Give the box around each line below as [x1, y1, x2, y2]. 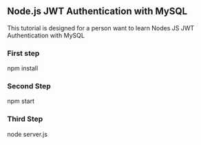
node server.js [7, 130, 48, 138]
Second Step [7, 81, 52, 91]
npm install [7, 64, 39, 72]
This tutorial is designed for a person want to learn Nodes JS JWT [7, 23, 195, 32]
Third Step [7, 114, 43, 124]
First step [7, 48, 40, 58]
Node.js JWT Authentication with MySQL [7, 6, 188, 17]
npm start [7, 97, 35, 106]
